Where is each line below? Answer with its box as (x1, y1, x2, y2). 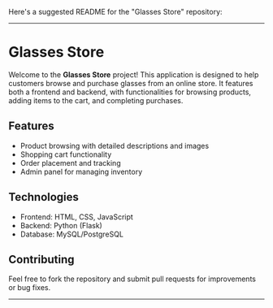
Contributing (8, 252, 75, 267)
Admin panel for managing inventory (19, 167, 143, 176)
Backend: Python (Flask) (19, 220, 103, 230)
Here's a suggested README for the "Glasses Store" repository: (8, 7, 223, 16)
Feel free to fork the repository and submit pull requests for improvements (8, 274, 256, 284)
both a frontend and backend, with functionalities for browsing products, (8, 87, 252, 97)
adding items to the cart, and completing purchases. (8, 95, 184, 105)
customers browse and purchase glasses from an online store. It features (8, 78, 253, 88)
